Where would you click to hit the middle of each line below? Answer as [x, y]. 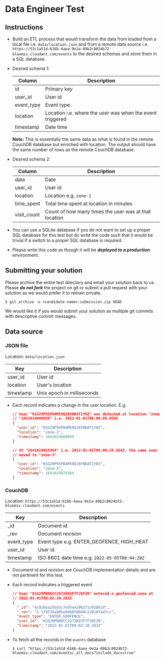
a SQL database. [29, 59]
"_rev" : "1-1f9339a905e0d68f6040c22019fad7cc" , [67, 612]
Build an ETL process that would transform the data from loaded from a [84, 39]
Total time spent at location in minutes [89, 204]
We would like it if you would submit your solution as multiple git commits [79, 311]
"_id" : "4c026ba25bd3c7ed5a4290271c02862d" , [63, 607]
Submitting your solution [44, 271]
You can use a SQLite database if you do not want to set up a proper [81, 230]
